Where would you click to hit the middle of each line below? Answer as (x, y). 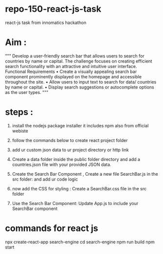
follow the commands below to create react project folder (70, 140)
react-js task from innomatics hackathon (46, 23)
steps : (19, 112)
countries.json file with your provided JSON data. (61, 164)
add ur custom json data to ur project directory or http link (71, 150)
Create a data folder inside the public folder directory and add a (76, 159)
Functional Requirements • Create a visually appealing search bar (71, 71)
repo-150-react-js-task (53, 9)
